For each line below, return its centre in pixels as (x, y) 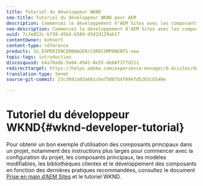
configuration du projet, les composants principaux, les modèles (86, 158)
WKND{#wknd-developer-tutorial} (95, 128)
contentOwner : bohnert (35, 40)
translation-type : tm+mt (37, 74)
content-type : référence (37, 46)
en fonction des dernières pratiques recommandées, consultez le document (101, 170)
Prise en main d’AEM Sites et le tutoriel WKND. (64, 177)
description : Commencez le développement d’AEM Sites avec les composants (102, 23)
